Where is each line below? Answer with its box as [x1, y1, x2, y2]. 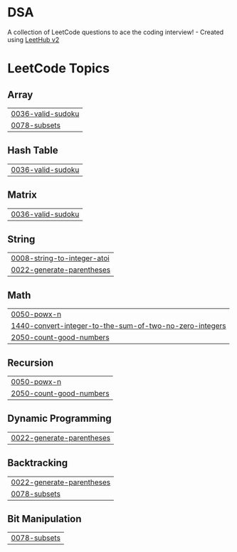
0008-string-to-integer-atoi [11, 253, 110, 263]
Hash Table [7, 144, 58, 156]
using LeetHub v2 [7, 35, 60, 43]
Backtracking [7, 457, 68, 469]
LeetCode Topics [7, 60, 110, 77]
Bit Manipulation [7, 513, 82, 525]
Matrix [7, 189, 37, 201]
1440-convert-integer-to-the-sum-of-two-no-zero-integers [11, 321, 226, 331]
